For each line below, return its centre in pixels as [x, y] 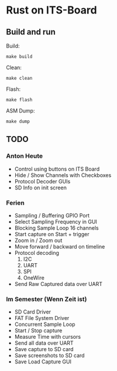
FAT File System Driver [42, 318]
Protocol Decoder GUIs [42, 181]
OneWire [34, 278]
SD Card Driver [33, 312]
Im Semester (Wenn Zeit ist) [47, 299]
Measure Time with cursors [47, 337]
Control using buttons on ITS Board [57, 169]
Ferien [15, 203]
